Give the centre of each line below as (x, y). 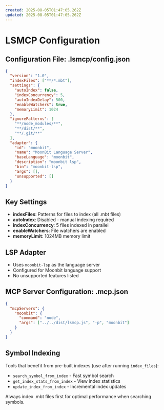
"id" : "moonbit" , (33, 148)
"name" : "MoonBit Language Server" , (54, 152)
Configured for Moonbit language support (57, 270)
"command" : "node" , (39, 318)
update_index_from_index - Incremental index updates (69, 386)
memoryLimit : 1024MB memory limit (52, 236)
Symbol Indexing (33, 353)
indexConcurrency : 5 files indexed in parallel (60, 225)
